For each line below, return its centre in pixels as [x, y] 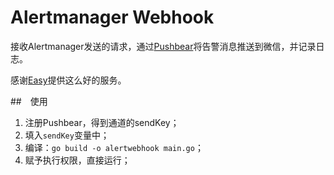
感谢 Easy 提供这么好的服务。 [68, 80]
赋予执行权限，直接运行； [77, 160]
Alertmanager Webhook [112, 17]
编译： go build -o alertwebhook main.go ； [114, 147]
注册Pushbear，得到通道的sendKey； [102, 122]
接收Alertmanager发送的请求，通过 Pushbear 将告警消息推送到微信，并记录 [163, 46]
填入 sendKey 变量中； [67, 135]
